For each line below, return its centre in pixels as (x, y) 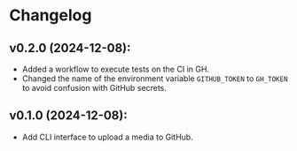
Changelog (51, 15)
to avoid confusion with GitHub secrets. (94, 88)
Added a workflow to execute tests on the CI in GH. (116, 69)
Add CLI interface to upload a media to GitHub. (107, 137)
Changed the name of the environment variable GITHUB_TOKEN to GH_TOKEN (155, 79)
